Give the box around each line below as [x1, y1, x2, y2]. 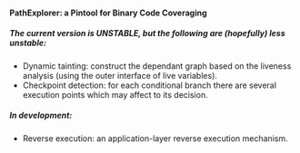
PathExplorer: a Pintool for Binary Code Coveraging [9, 7, 207, 18]
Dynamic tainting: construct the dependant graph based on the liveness [22, 60, 292, 72]
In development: [9, 110, 73, 121]
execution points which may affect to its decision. [22, 89, 208, 100]
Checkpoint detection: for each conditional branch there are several [22, 80, 277, 91]
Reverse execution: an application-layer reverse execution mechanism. [22, 132, 288, 144]
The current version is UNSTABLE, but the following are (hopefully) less [9, 28, 285, 39]
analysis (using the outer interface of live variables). [22, 70, 218, 81]
